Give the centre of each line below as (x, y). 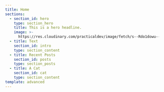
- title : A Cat (25, 69)
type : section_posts (35, 64)
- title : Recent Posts (32, 55)
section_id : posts (32, 59)
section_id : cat (31, 73)
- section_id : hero (29, 18)
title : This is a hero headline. (48, 28)
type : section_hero (34, 23)
